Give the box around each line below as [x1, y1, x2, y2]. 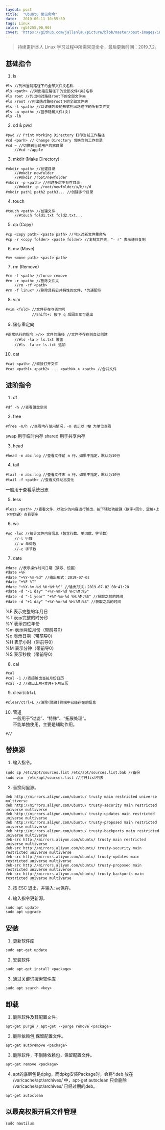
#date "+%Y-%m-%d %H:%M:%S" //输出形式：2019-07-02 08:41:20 [5, 584, 129, 589]
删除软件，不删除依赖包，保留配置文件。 [12, 1052, 94, 1058]
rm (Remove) [12, 264, 39, 269]
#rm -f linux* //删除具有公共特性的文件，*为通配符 [5, 288, 101, 293]
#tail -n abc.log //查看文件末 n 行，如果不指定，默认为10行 [5, 472, 120, 477]
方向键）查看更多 [9, 512, 39, 517]
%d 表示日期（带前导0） [5, 633, 55, 639]
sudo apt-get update [5, 948, 48, 953]
